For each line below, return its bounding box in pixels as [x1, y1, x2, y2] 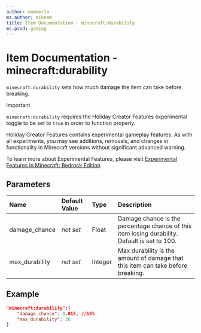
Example [6, 289, 39, 300]
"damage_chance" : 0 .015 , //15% [17, 310, 95, 317]
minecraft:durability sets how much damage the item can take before [6, 84, 182, 91]
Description [117, 201, 152, 209]
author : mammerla [6, 8, 50, 15]
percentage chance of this [117, 222, 192, 230]
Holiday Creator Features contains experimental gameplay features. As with [6, 131, 193, 138]
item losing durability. [117, 230, 178, 237]
